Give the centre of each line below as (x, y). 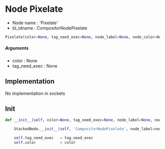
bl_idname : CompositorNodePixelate (50, 28)
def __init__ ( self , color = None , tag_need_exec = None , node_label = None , (79, 120)
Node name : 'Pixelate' (35, 23)
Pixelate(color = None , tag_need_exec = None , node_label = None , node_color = (81, 37)
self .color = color (45, 143)
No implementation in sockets (35, 93)
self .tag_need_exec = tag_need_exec (54, 138)
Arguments (17, 48)
